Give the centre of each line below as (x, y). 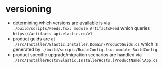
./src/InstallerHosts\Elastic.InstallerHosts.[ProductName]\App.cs (85, 60)
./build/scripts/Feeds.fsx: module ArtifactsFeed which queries (81, 28)
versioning (28, 9)
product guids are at (34, 39)
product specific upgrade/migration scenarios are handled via (77, 55)
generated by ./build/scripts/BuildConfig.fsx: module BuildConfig (85, 49)
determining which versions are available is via (61, 23)
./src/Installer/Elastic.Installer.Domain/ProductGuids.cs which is (85, 44)
